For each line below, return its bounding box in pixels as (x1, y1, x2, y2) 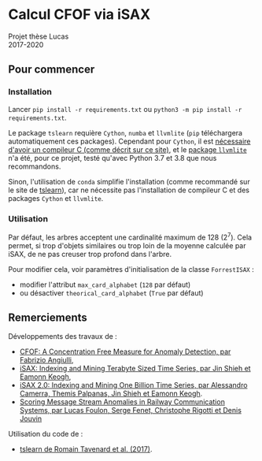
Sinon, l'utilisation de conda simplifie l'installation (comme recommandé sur (8, 177, 250, 186)
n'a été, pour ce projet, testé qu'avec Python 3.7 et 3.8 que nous (8, 153, 217, 162)
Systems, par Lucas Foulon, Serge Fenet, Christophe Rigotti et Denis (19, 406, 242, 415)
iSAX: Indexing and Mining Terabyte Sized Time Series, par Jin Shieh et (19, 364, 251, 374)
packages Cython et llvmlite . (8, 193, 104, 203)
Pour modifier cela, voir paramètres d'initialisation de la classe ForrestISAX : (8, 264, 254, 273)
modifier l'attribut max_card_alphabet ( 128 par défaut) (19, 280, 191, 289)
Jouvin (19, 414, 42, 423)
